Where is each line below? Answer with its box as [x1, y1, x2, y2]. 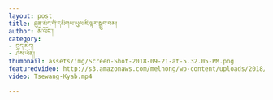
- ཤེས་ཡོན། [8, 50, 35, 58]
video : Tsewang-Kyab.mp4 [8, 72, 93, 80]
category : [8, 34, 42, 43]
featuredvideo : [8, 65, 60, 73]
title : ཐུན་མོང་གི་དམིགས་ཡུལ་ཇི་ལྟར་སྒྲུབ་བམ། [8, 20, 118, 28]
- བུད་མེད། [8, 42, 34, 50]
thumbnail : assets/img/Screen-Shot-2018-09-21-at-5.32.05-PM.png [8, 58, 234, 66]
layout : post [8, 11, 53, 20]
